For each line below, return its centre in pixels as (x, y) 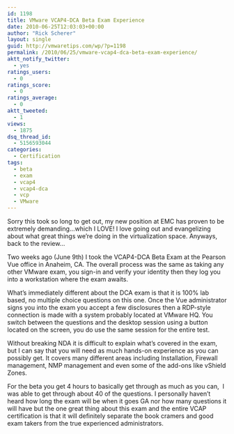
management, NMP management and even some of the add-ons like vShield (117, 365)
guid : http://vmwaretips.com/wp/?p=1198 (67, 46)
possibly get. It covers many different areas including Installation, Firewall (112, 358)
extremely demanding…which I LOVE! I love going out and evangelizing (109, 228)
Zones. (17, 373)
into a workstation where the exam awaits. (68, 279)
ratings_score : (29, 85)
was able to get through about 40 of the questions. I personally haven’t (109, 394)
